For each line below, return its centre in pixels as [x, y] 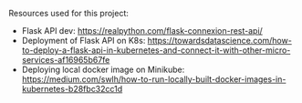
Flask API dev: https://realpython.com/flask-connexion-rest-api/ [142, 31]
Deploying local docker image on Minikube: [103, 69]
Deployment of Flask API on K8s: [83, 41]
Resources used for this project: [69, 13]
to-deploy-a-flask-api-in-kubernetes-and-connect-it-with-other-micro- [156, 50]
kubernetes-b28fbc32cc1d [72, 89]
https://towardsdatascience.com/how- [220, 41]
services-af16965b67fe [66, 60]
